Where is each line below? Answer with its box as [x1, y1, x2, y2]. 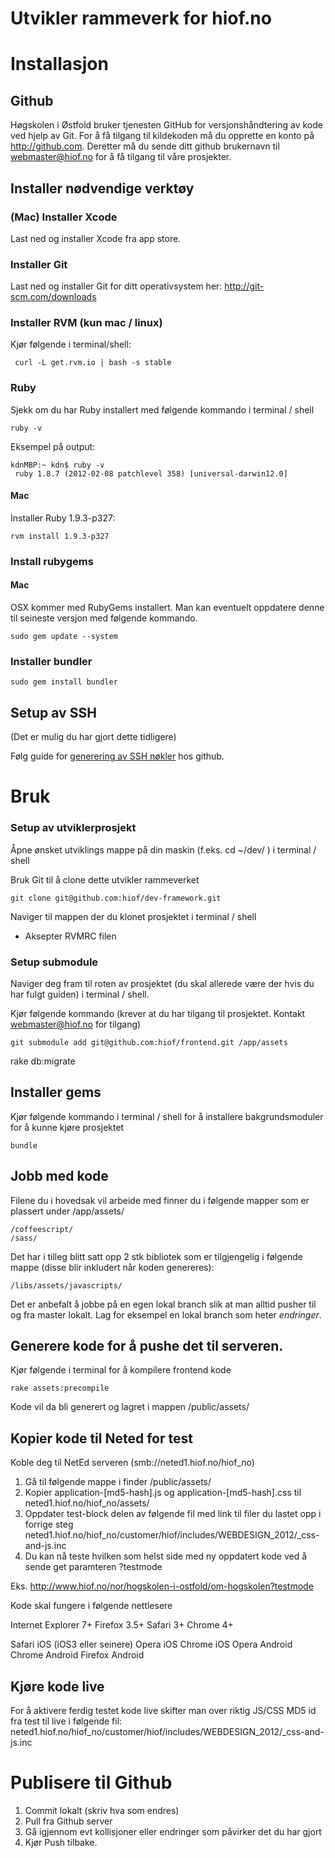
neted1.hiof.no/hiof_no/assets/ [24, 1497, 150, 1509]
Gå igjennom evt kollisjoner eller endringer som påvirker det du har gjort [24, 1825, 322, 1837]
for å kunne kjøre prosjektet [10, 1121, 125, 1133]
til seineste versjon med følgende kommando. [10, 612, 198, 624]
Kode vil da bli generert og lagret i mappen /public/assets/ [10, 1401, 250, 1413]
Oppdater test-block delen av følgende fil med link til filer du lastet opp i [24, 1508, 322, 1520]
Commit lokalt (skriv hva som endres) [24, 1804, 180, 1816]
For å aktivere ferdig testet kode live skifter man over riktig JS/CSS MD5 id [10, 1705, 317, 1717]
